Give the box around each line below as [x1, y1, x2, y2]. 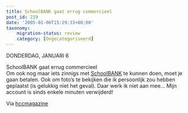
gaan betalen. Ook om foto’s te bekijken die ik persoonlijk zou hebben [6, 76, 176, 83]
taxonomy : [6, 25, 31, 31]
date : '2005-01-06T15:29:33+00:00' [6, 19, 94, 25]
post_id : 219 [6, 14, 38, 20]
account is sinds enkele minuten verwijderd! [6, 89, 114, 95]
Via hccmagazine [6, 100, 48, 107]
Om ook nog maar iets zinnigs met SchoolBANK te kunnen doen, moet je [6, 70, 183, 77]
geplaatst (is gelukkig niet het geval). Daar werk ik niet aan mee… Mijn [6, 82, 177, 89]
